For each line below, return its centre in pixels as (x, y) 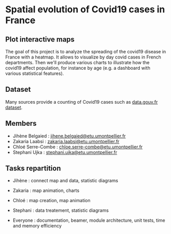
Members (21, 123)
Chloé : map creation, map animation (51, 201)
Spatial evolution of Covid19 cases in (85, 9)
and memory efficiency (37, 226)
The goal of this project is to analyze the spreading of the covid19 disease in (86, 52)
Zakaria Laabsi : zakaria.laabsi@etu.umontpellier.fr (66, 141)
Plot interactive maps (40, 39)
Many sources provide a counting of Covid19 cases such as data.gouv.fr (82, 102)
